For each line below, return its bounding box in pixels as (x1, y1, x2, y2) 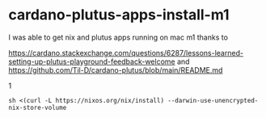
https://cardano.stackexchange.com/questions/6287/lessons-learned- (8, 48, 244, 57)
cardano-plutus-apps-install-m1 (8, 6, 230, 24)
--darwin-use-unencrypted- (167, 96, 259, 104)
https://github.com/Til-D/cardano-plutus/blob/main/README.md (8, 65, 223, 74)
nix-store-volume (8, 103, 67, 112)
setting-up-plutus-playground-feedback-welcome (8, 57, 175, 66)
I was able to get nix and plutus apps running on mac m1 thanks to (8, 32, 229, 42)
